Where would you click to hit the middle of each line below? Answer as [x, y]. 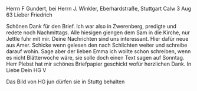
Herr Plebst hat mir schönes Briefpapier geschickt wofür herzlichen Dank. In [99, 64]
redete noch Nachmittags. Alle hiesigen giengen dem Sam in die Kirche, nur [98, 32]
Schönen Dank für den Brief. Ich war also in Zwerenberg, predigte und [91, 26]
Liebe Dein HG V [26, 70]
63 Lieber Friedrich [29, 15]
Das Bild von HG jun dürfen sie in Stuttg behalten [65, 82]
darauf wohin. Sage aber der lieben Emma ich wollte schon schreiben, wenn [98, 51]
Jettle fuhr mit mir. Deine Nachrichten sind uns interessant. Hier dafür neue [97, 39]
